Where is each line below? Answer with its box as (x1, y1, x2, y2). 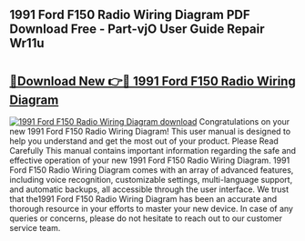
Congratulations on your (198, 116, 290, 126)
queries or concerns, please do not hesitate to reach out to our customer (9, 213, 283, 224)
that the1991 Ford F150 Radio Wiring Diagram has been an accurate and (9, 194, 278, 204)
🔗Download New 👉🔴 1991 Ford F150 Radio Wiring (9, 73, 296, 89)
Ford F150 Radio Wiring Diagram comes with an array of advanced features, (9, 165, 294, 176)
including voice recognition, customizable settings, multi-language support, (9, 175, 293, 185)
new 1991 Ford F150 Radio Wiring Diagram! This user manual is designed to (9, 126, 291, 136)
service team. (9, 223, 61, 233)
